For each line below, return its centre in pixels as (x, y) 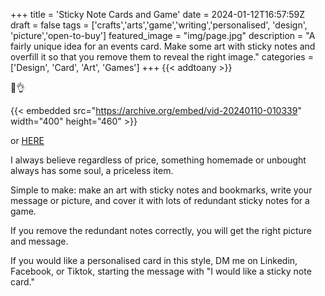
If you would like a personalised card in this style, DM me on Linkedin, (154, 260)
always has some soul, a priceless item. (92, 170)
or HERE (27, 140)
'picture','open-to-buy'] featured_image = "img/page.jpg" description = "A (163, 35)
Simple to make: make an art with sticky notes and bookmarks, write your (161, 190)
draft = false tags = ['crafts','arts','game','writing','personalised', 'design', (159, 25)
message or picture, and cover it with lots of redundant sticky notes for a (160, 200)
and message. (39, 241)
